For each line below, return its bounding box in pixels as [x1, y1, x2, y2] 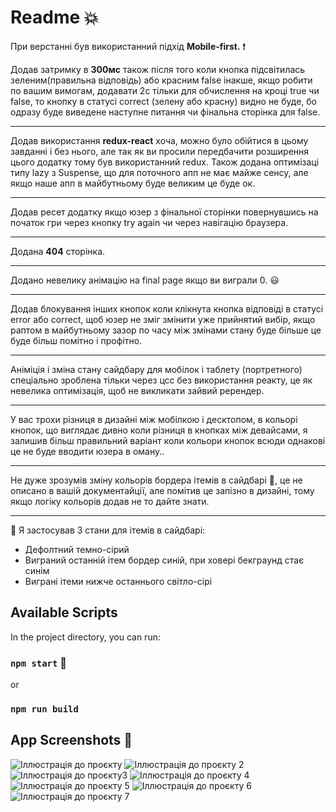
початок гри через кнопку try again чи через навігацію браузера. [10, 216, 289, 228]
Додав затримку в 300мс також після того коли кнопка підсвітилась [10, 63, 306, 75]
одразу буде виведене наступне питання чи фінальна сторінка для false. [10, 106, 321, 118]
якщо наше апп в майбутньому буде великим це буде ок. [10, 177, 256, 189]
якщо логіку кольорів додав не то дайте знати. [10, 495, 210, 507]
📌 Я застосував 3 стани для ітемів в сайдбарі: [10, 524, 206, 536]
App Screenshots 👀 [10, 732, 133, 749]
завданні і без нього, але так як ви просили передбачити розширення [10, 145, 310, 157]
